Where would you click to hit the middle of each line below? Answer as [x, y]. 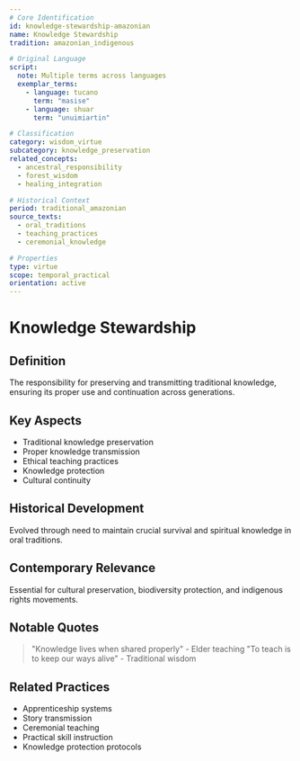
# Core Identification [52, 18]
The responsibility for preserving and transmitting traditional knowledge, [143, 382]
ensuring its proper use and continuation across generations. [122, 392]
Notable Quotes [54, 627]
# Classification [42, 134]
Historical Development [77, 509]
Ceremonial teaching [61, 728]
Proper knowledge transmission [81, 452]
